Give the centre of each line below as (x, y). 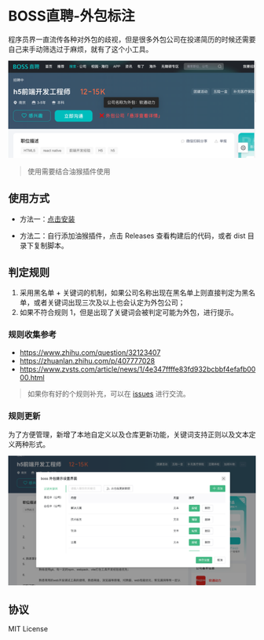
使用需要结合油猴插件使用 (69, 171)
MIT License (28, 629)
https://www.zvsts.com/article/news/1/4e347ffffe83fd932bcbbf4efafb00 (137, 369)
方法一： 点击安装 (47, 219)
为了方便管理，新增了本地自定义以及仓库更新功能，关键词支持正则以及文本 (128, 435)
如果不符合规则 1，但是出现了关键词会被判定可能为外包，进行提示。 (128, 313)
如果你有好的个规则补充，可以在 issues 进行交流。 (108, 393)
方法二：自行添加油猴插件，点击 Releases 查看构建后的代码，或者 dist (132, 236)
